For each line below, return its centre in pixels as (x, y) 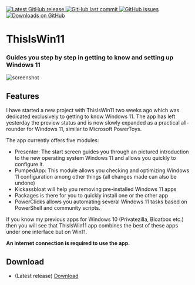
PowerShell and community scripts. (58, 208)
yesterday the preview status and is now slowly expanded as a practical (93, 123)
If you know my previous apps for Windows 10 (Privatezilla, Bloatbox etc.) (95, 219)
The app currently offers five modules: (53, 140)
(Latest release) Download (46, 276)
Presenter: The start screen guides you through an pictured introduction (102, 152)
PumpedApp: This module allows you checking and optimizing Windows (102, 170)
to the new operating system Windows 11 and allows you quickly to (95, 158)
